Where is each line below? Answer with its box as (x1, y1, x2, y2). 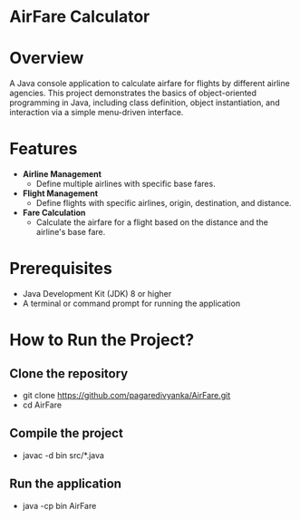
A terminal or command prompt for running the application (22, 298, 241, 309)
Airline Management (22, 169, 102, 180)
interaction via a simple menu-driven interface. (9, 107, 184, 118)
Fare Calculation (22, 207, 86, 219)
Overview (9, 48, 84, 69)
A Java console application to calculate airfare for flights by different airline (9, 78, 290, 89)
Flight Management (22, 188, 98, 199)
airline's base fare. (35, 227, 106, 238)
